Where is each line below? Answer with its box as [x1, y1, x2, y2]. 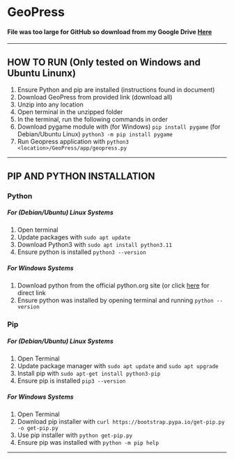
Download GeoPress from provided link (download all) [17, 93, 173, 102]
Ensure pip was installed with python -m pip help [17, 438, 159, 447]
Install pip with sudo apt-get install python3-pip [17, 370, 161, 378]
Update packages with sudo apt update [17, 233, 131, 241]
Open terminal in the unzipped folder [17, 108, 123, 116]
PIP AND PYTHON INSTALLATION [7, 170, 155, 182]
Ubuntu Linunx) [7, 67, 77, 79]
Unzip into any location [17, 100, 84, 109]
